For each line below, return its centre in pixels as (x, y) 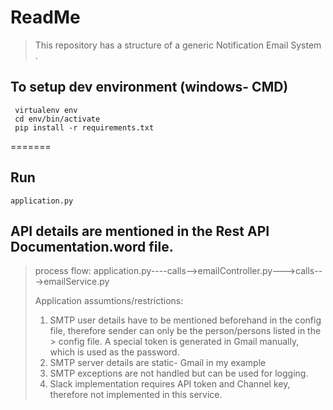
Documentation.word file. (92, 246)
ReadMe (45, 17)
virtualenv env (46, 110)
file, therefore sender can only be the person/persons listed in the (185, 331)
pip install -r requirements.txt (84, 127)
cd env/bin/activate (57, 119)
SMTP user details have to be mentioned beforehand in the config (185, 320)
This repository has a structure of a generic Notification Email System (178, 45)
